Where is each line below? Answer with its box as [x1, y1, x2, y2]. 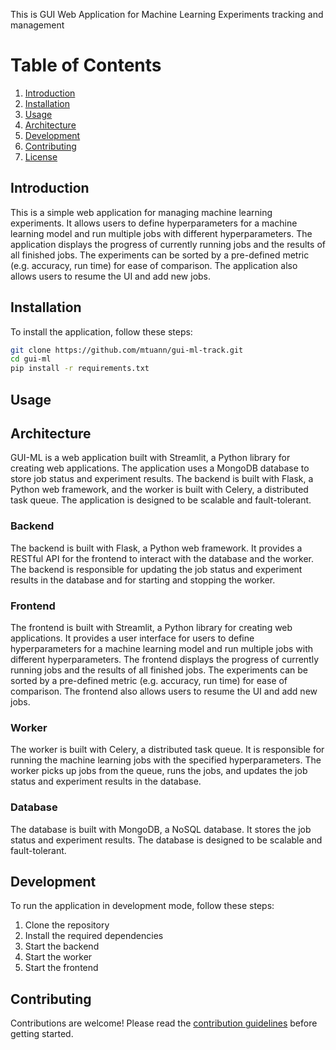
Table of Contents [10, 54, 162, 77]
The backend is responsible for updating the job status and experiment [10, 563, 303, 575]
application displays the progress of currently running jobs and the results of [10, 238, 326, 250]
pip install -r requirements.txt [10, 364, 150, 374]
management [10, 19, 65, 31]
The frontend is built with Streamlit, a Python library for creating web [10, 621, 293, 633]
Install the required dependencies [24, 930, 164, 942]
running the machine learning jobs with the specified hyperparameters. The [10, 754, 322, 766]
